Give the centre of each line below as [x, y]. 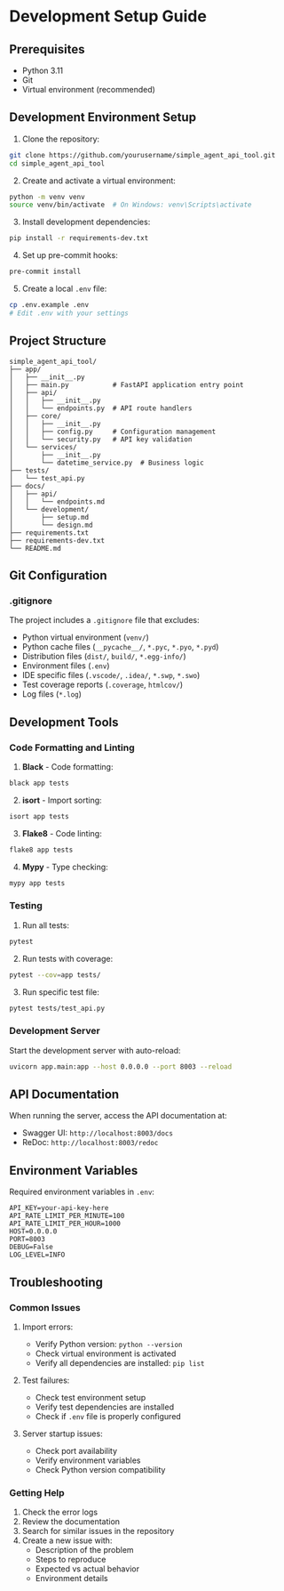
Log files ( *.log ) [52, 694]
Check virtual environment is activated [106, 1353]
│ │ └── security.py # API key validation [101, 439]
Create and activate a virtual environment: [99, 181]
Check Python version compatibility [100, 1469]
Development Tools [64, 722]
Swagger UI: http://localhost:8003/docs [97, 1133]
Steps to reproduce [71, 1560]
